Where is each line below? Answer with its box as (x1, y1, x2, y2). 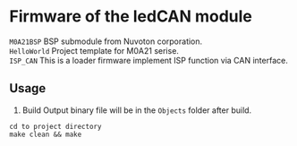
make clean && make (9, 130, 82, 139)
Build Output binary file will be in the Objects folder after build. (21, 105, 252, 116)
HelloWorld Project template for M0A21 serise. (9, 45, 179, 56)
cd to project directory (9, 122, 102, 131)
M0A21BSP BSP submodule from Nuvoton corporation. (9, 36, 203, 47)
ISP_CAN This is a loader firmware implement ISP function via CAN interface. (9, 55, 288, 65)
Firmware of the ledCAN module (9, 6, 253, 27)
